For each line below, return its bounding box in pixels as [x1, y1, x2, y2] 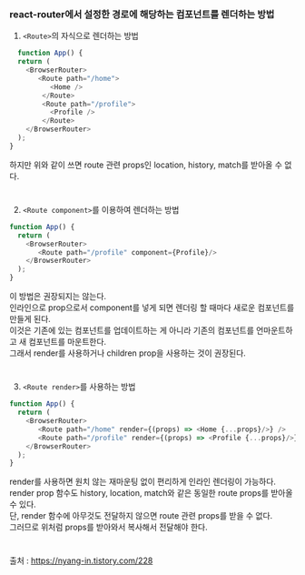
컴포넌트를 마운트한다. [28, 337, 107, 348]
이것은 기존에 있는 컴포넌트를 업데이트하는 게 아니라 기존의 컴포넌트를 [9, 325, 254, 336]
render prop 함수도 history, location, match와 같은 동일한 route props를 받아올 [9, 488, 293, 499]
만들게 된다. [9, 314, 52, 325]
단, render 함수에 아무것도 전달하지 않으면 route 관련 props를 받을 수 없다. [9, 510, 273, 521]
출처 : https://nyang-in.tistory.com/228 [9, 555, 153, 566]
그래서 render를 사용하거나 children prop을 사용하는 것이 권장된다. [9, 348, 247, 358]
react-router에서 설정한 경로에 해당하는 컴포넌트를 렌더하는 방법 [9, 7, 275, 20]
